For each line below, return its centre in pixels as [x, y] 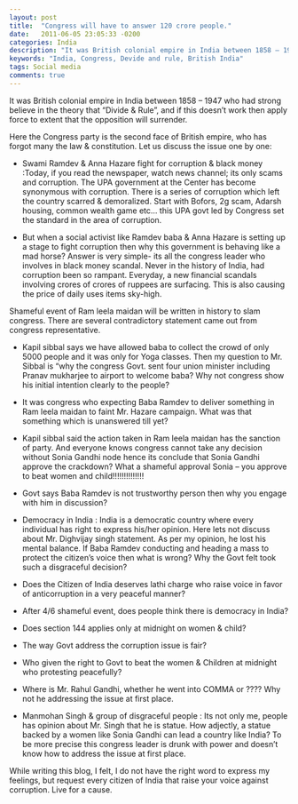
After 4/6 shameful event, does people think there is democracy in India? [155, 610]
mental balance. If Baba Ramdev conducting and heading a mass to [145, 548]
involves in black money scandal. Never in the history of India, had [143, 265]
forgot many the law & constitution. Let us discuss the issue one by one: [141, 146]
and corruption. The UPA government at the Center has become [139, 182]
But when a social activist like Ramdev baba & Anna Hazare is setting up [154, 237]
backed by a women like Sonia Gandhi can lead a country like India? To [152, 735]
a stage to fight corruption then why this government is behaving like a [151, 246]
